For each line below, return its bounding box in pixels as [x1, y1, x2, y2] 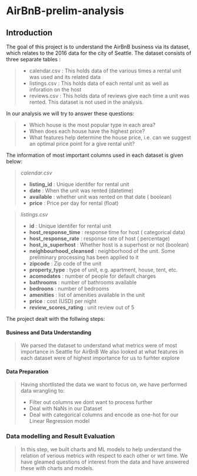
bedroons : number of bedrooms [29, 285, 109, 292]
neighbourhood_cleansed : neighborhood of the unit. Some [29, 248, 175, 254]
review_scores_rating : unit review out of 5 [29, 304, 135, 311]
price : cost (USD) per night [29, 298, 97, 304]
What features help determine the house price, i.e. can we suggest [29, 134, 191, 141]
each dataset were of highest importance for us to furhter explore [20, 354, 180, 362]
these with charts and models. [20, 464, 94, 471]
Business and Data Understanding [6, 329, 92, 336]
